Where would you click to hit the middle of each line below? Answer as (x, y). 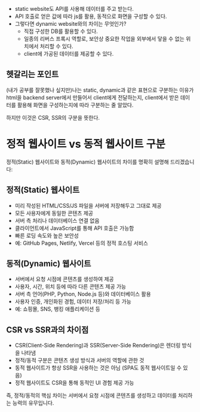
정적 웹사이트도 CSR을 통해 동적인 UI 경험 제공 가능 (74, 383)
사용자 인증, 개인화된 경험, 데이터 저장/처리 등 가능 (73, 302)
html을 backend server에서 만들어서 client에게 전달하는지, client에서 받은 (93, 97)
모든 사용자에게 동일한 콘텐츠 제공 (54, 213)
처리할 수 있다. (56, 46)
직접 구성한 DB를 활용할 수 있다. (61, 31)
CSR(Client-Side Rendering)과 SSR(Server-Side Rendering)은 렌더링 (98, 346)
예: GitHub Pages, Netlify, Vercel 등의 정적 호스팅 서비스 (81, 243)
